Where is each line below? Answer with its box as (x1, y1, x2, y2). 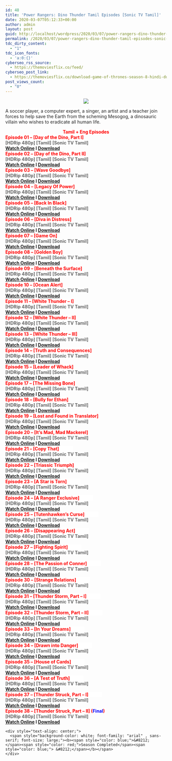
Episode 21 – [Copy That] (5, 445, 59, 451)
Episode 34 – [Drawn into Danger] (5, 642, 78, 648)
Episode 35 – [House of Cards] (5, 659, 72, 665)
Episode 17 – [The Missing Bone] (5, 380, 76, 386)
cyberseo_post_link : (5, 70, 50, 75)
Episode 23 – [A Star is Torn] (5, 478, 67, 484)
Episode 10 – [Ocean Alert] (5, 281, 63, 288)
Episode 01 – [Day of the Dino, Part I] (5, 134, 84, 140)
